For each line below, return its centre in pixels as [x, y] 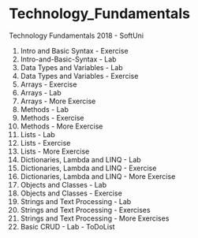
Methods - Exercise [52, 117]
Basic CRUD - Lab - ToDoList [67, 226]
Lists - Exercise [45, 143]
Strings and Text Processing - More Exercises [95, 218]
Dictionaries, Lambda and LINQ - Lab [80, 159]
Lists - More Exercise [55, 151]
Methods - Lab [45, 109]
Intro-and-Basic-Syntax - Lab [68, 59]
